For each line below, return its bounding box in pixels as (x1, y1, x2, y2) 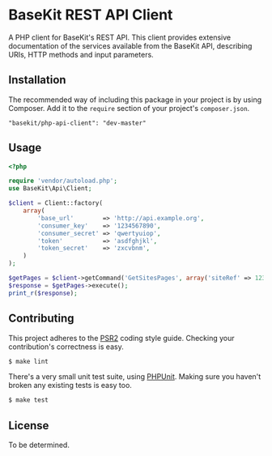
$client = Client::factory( (8, 199, 104, 207)
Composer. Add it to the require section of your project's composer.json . (8, 103, 250, 113)
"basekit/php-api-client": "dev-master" (8, 119, 147, 127)
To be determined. (8, 440, 70, 450)
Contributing (8, 312, 74, 326)
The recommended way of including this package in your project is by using (8, 95, 261, 104)
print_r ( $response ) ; (8, 289, 79, 297)
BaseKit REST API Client (8, 6, 173, 24)
